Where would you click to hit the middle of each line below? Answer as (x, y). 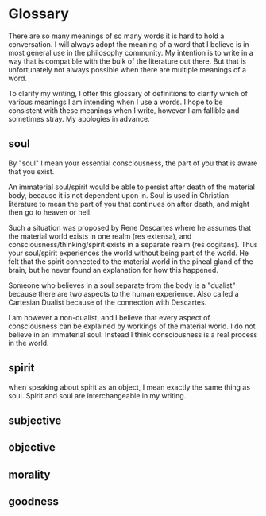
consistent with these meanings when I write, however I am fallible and (124, 110)
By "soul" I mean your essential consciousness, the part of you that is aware (133, 163)
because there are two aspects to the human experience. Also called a (124, 293)
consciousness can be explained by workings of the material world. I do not (132, 326)
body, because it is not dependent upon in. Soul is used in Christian (118, 195)
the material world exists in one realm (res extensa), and (100, 236)
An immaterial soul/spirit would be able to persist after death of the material (132, 187)
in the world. (29, 343)
